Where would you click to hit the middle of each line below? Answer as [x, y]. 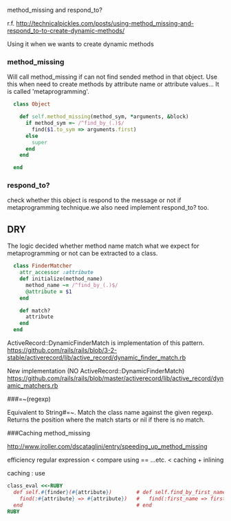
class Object [32, 104]
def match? [35, 311]
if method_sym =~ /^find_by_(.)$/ [75, 124]
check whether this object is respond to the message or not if [94, 200]
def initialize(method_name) [61, 279]
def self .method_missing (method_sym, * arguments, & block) [104, 117]
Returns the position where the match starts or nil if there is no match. [106, 420]
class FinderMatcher [43, 266]
